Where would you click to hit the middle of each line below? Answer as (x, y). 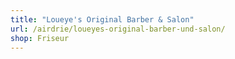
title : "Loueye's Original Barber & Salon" (102, 19)
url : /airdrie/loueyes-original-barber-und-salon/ (118, 29)
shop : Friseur (40, 38)
